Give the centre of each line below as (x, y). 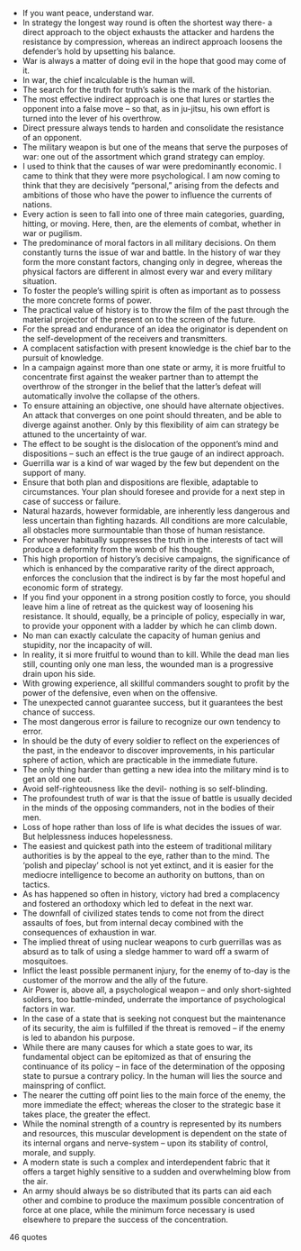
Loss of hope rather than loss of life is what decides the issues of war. (152, 827)
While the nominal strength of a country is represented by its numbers (152, 1124)
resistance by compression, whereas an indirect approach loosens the (152, 41)
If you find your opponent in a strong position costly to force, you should (156, 597)
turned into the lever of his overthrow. (92, 118)
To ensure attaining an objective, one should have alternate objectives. (153, 406)
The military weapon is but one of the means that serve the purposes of (155, 147)
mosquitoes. (45, 961)
